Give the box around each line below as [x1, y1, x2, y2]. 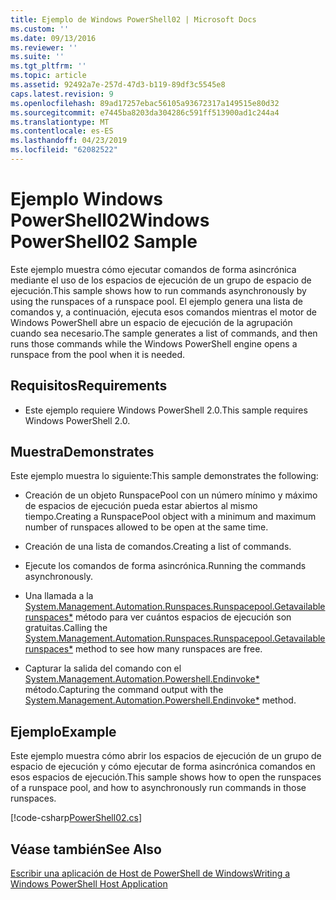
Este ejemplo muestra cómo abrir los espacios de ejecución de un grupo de [10, 750, 322, 762]
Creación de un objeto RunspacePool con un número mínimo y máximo [24, 489, 318, 501]
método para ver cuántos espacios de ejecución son [75, 611, 292, 623]
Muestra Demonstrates [10, 444, 155, 461]
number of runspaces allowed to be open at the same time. [24, 521, 269, 533]
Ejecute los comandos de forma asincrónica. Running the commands [24, 560, 307, 572]
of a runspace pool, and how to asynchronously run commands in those [10, 782, 307, 794]
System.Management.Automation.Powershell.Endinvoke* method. [24, 694, 297, 706]
